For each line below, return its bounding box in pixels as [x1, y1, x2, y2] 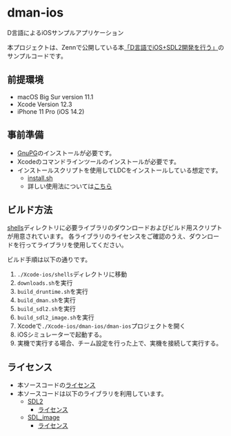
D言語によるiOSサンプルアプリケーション [7, 28, 124, 37]
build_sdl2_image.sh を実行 [17, 313, 94, 321]
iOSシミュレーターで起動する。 [17, 330, 106, 339]
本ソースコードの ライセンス [17, 381, 96, 389]
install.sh [27, 174, 53, 182]
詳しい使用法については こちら [27, 181, 112, 190]
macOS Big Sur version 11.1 [17, 92, 94, 101]
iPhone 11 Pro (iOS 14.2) [17, 107, 85, 115]
